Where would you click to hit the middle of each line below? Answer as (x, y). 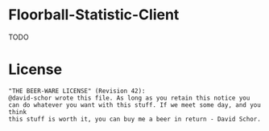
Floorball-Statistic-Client (94, 15)
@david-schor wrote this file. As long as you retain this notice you (129, 98)
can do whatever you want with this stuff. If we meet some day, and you (135, 105)
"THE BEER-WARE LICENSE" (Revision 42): (77, 91)
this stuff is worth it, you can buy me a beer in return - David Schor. (135, 119)
